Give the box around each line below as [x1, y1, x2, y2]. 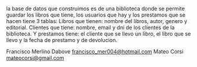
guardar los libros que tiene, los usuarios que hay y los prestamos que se [6, 11, 186, 18]
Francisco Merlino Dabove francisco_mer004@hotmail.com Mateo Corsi [6, 48, 183, 55]
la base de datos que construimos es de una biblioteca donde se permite [6, 5, 185, 12]
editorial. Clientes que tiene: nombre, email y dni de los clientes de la [6, 24, 175, 31]
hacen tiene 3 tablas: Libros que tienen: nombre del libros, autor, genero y [6, 18, 187, 24]
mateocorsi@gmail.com [6, 55, 64, 61]
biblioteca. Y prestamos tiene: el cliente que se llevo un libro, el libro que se [6, 30, 192, 37]
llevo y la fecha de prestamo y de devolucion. [6, 37, 118, 43]
